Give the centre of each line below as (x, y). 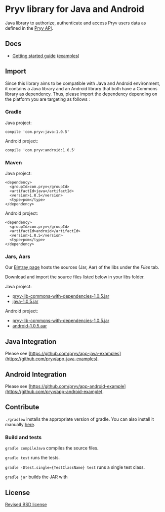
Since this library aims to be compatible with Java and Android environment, (83, 83)
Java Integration (31, 342)
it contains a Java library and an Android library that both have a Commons (81, 88)
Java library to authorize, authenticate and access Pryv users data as (76, 23)
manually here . (20, 424)
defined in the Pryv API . (29, 28)
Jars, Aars (18, 256)
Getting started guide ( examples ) (46, 56)
